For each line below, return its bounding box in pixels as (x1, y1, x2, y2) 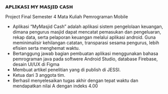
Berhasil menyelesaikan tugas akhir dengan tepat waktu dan (12, 78, 138, 83)
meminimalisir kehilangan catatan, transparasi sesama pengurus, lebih (12, 40, 159, 46)
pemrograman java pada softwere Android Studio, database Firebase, (12, 56, 158, 62)
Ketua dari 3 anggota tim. (12, 72, 66, 78)
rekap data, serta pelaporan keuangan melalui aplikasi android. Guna (12, 35, 156, 40)
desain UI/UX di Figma (12, 61, 60, 67)
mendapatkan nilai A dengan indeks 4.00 (12, 83, 98, 89)
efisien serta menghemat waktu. (12, 45, 80, 51)
